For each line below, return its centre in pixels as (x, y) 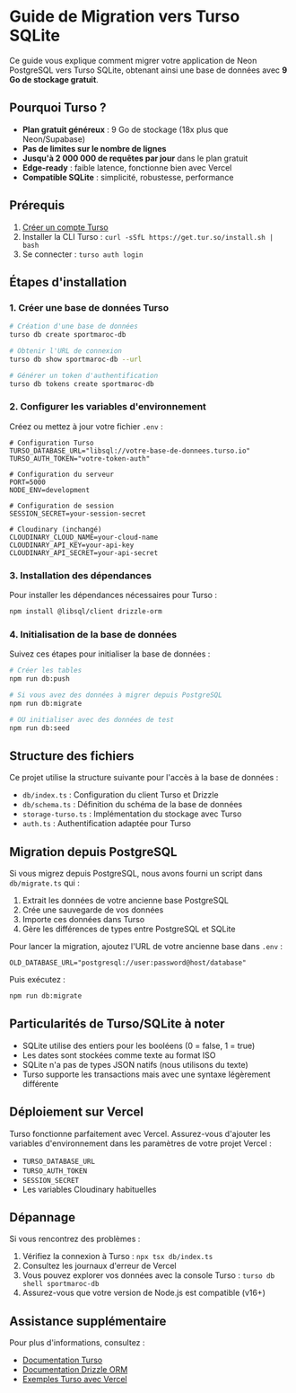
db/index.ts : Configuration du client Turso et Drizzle (120, 795)
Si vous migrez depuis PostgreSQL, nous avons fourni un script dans (136, 874)
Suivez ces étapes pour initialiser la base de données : (110, 654)
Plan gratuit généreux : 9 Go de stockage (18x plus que (125, 129)
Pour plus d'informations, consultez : (77, 1343)
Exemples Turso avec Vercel (74, 1380)
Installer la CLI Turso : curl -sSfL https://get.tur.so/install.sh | (148, 236)
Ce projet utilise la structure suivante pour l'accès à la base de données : (144, 778)
